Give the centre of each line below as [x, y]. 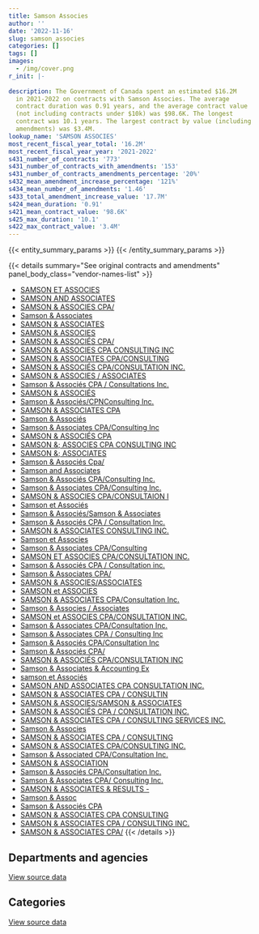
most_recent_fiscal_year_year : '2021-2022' [83, 151]
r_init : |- [27, 76]
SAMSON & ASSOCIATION [64, 763]
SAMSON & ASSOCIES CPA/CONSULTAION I [94, 497]
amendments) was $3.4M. [55, 129]
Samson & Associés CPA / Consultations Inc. [94, 385]
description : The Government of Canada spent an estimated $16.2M [123, 91]
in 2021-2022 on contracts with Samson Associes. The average [123, 99]
